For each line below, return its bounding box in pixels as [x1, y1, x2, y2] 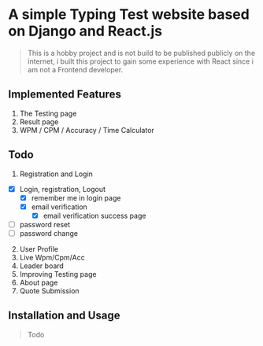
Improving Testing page [19, 269, 97, 278]
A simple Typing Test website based [8, 6, 250, 24]
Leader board [19, 261, 65, 271]
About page [19, 278, 58, 287]
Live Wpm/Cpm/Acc [19, 252, 85, 262]
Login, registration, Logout [19, 184, 106, 193]
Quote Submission [19, 285, 80, 296]
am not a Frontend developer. [27, 64, 124, 74]
